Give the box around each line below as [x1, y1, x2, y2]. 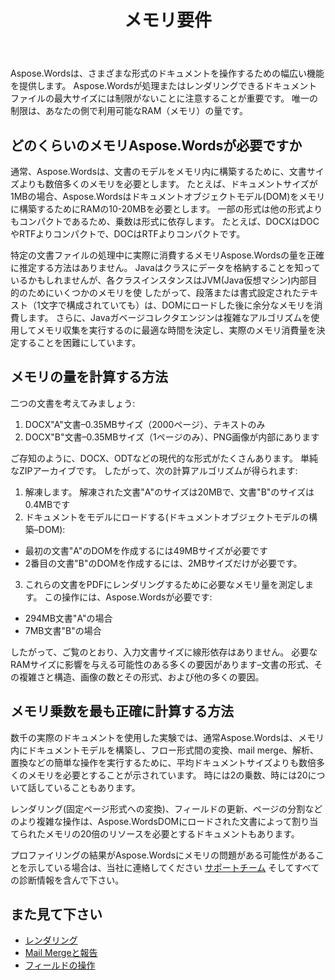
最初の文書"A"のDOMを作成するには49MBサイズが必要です [24, 544, 268, 556]
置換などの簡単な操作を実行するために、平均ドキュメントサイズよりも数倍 [10, 756, 317, 768]
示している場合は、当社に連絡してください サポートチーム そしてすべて [27, 861, 320, 873]
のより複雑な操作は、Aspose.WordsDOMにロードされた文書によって [10, 815, 293, 827]
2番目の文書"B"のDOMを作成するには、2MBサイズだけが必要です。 [24, 557, 303, 569]
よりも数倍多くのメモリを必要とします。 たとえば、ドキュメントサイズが [18, 178, 318, 190]
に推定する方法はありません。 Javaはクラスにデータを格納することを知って [10, 262, 321, 273]
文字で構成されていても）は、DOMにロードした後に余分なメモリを [39, 299, 315, 311]
